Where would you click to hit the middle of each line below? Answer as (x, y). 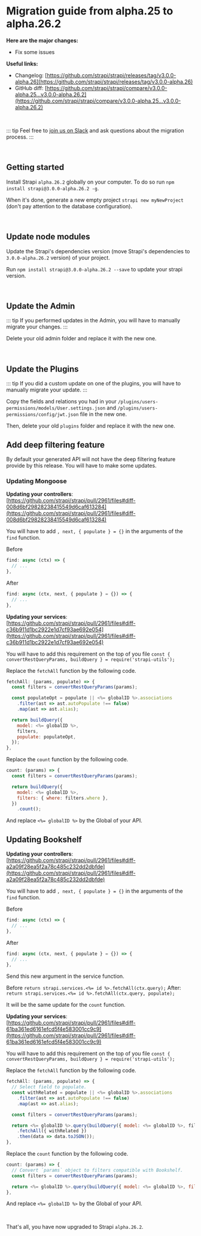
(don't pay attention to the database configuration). (69, 206)
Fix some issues (35, 52)
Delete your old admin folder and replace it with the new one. (81, 339)
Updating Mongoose (36, 481)
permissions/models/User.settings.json (56, 408)
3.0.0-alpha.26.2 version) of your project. (58, 258)
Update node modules (48, 237)
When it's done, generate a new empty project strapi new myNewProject (95, 200)
